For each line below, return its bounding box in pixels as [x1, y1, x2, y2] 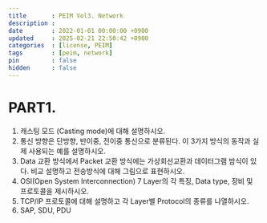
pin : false [8, 57, 78, 65]
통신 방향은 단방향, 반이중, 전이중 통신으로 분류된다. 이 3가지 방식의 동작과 [19, 136, 251, 145]
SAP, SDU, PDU [19, 205, 72, 215]
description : [8, 19, 56, 27]
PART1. [8, 98, 57, 116]
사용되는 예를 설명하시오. [28, 146, 107, 156]
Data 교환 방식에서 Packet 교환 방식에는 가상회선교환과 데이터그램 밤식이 [19, 156, 249, 165]
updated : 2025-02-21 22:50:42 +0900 [8, 34, 149, 43]
